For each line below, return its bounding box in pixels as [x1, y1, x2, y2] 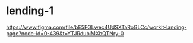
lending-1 [6, 4, 54, 18]
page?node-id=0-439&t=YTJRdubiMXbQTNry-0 [6, 29, 124, 37]
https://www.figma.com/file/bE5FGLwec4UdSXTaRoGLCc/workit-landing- [6, 24, 187, 31]
